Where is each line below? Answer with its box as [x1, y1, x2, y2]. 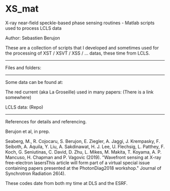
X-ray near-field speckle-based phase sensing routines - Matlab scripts [5, 20, 155, 26]
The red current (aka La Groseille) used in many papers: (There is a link [5, 89, 154, 95]
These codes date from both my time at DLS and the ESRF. [5, 180, 128, 186]
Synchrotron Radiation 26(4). [5, 170, 66, 176]
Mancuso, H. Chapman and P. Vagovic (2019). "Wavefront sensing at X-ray [5, 154, 161, 160]
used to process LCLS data [5, 25, 62, 31]
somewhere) [5, 94, 32, 100]
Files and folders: [5, 64, 41, 71]
